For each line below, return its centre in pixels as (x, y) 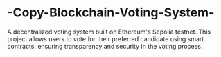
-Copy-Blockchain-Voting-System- (111, 13)
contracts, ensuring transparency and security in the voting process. (105, 46)
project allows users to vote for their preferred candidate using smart (106, 38)
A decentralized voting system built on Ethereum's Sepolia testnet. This (109, 32)
